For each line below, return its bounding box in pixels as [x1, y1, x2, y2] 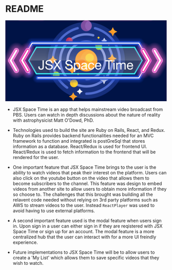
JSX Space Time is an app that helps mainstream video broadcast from [12, 106, 163, 112]
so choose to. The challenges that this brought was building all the [12, 191, 153, 197]
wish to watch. [12, 260, 44, 266]
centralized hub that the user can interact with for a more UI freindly [12, 234, 157, 240]
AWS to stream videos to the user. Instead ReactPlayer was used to [12, 202, 155, 208]
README [5, 3, 44, 15]
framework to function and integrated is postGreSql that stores [12, 138, 145, 144]
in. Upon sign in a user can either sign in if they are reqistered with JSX [12, 223, 163, 229]
